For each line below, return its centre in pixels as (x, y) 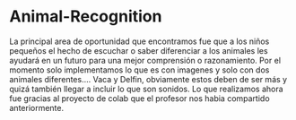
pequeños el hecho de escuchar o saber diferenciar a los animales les (139, 50)
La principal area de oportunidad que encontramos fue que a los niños (139, 41)
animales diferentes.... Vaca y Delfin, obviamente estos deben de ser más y (148, 79)
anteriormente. (37, 107)
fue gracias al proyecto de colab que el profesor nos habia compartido (140, 98)
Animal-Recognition (86, 17)
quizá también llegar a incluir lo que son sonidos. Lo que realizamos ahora (147, 89)
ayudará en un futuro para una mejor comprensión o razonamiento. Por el (145, 60)
